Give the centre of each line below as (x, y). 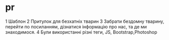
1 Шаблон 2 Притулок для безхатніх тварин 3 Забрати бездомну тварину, (85, 21)
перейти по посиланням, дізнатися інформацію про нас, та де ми (76, 26)
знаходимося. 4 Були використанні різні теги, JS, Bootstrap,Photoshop (81, 32)
